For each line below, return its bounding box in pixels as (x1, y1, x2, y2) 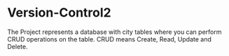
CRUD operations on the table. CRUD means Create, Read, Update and (7, 35, 211, 43)
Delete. (7, 42, 28, 50)
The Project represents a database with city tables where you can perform (7, 28, 222, 36)
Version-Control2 (7, 5, 111, 21)
